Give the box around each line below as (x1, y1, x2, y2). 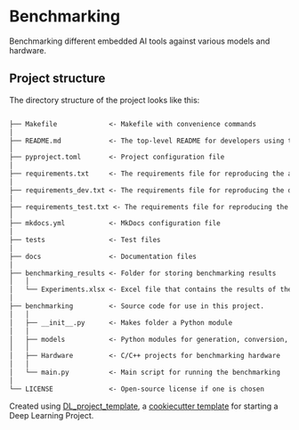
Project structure (9, 71, 106, 86)
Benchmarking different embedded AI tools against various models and (9, 36, 271, 46)
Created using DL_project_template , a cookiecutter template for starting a (9, 401, 279, 411)
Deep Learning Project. (9, 410, 94, 420)
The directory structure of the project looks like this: (9, 94, 200, 105)
